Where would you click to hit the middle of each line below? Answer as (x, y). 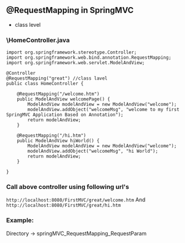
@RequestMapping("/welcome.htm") (58, 94)
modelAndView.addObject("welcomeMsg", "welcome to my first (104, 110)
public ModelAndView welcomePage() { (64, 99)
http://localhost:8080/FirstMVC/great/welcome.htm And (76, 200)
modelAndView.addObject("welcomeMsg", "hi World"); (93, 152)
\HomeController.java (38, 40)
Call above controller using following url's (68, 187)
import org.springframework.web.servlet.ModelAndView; (76, 63)
